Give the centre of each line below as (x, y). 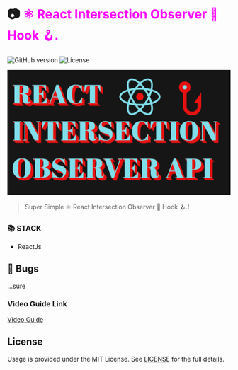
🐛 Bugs (23, 269)
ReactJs (29, 246)
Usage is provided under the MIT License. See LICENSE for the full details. (116, 359)
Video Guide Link (37, 304)
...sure (17, 286)
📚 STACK (24, 229)
